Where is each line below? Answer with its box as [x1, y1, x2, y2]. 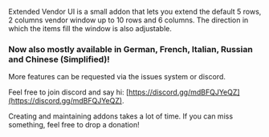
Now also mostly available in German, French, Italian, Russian [8, 43, 253, 54]
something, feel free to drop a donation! [8, 120, 141, 130]
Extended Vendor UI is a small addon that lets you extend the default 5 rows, [8, 7, 262, 16]
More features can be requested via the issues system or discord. [8, 72, 226, 82]
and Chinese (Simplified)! [8, 54, 110, 65]
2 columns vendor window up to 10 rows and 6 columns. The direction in [8, 15, 249, 25]
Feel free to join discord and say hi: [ [8, 87, 129, 97]
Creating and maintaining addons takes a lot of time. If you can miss [8, 111, 234, 121]
